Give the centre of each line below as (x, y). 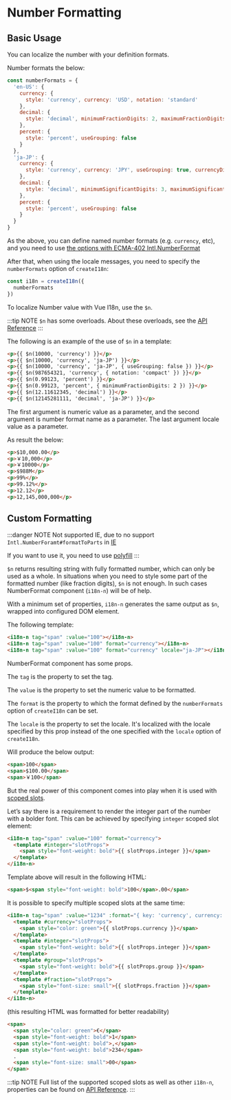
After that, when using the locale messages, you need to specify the (104, 261)
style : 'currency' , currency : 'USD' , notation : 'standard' (112, 100)
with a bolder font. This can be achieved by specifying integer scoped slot (113, 818)
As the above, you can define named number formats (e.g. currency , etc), (111, 241)
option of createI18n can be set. (53, 711)
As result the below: (35, 440)
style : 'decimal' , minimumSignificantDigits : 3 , (96, 189)
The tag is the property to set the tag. (60, 677)
